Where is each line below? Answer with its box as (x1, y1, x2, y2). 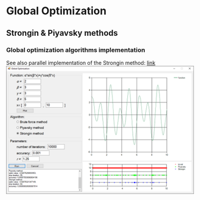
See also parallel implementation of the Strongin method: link (6, 59, 156, 66)
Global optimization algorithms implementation (6, 46, 146, 54)
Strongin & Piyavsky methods (6, 28, 118, 38)
